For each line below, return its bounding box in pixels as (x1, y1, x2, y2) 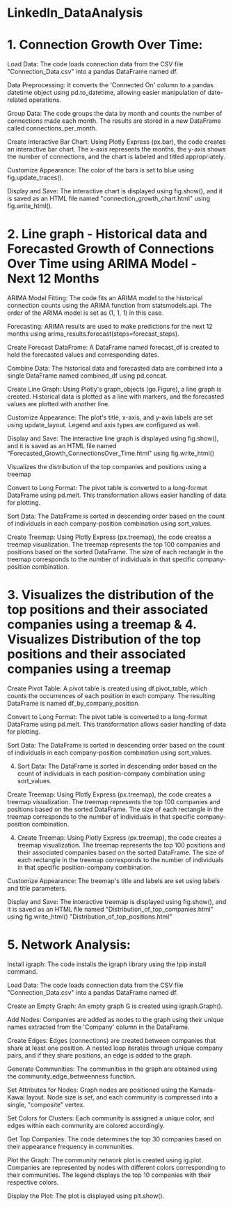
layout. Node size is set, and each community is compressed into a (26, 1093, 218, 1101)
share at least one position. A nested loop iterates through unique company (7, 1044, 223, 1052)
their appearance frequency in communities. (7, 1142, 134, 1150)
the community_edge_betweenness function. (7, 1072, 136, 1080)
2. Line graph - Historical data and (7, 226, 207, 242)
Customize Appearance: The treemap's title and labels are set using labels (7, 877, 220, 884)
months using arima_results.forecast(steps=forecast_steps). (7, 329, 179, 338)
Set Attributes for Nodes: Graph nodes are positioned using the (7, 1086, 188, 1094)
